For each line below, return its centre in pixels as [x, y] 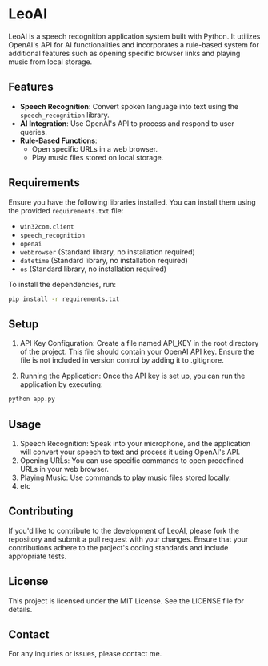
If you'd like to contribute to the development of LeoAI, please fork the [124, 530]
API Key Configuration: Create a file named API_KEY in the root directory [139, 343]
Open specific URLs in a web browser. [95, 148]
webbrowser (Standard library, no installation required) [108, 252]
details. [20, 609]
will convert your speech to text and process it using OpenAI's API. [130, 452]
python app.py [32, 399]
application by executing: [61, 384]
